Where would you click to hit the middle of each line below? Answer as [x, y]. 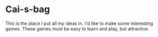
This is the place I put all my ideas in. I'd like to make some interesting [79, 23]
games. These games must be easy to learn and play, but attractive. [77, 28]
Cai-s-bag [28, 9]
